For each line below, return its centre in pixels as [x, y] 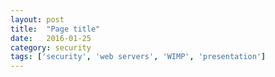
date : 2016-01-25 [51, 38]
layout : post [37, 19]
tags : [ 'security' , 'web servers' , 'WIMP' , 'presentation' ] [138, 57]
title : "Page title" [55, 29]
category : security [51, 47]
